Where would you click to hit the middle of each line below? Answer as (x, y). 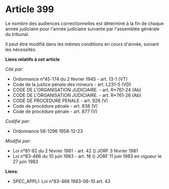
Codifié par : (18, 121)
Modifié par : (18, 141)
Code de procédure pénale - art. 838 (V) (55, 106)
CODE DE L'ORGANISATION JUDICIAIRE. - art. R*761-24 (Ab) (77, 89)
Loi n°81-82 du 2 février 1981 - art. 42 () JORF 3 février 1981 (75, 150)
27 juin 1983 (25, 162)
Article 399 (30, 9)
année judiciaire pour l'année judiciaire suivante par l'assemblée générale (82, 28)
